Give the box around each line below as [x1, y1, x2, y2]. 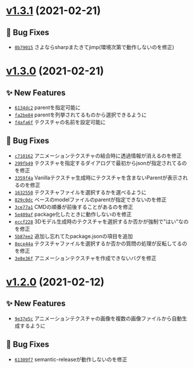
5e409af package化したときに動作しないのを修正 [14, 211, 132, 218]
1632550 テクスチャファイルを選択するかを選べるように [14, 188, 147, 195]
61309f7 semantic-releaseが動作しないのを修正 [14, 356, 128, 363]
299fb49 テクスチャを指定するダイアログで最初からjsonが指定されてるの [14, 159, 188, 166]
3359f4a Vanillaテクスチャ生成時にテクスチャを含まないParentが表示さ [14, 174, 183, 181]
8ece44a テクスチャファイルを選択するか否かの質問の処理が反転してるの [14, 240, 188, 247]
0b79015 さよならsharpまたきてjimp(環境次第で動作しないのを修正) [14, 44, 175, 50]
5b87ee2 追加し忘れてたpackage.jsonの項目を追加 [14, 232, 133, 239]
